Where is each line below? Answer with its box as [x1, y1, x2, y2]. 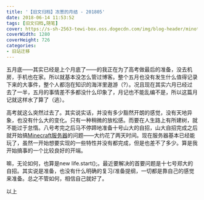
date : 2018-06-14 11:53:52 [6, 15, 75, 21]
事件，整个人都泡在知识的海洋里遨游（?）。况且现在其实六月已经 [27, 81, 188, 88]
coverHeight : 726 [6, 37, 50, 43]
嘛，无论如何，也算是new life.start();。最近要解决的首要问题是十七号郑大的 [6, 159, 193, 167]
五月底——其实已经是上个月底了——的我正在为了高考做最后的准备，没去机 [6, 65, 192, 73]
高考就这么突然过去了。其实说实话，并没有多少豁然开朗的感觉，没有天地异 [6, 108, 192, 116]
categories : [6, 43, 36, 49]
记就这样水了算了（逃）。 [6, 96, 68, 103]
